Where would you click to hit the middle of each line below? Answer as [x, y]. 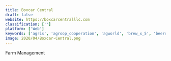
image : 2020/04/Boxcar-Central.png [43, 39]
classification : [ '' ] [28, 24]
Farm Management [25, 53]
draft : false [19, 15]
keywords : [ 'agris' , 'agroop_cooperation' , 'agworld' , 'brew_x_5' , [78, 34]
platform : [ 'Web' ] [25, 29]
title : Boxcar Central [29, 10]
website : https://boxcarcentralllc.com [48, 19]
